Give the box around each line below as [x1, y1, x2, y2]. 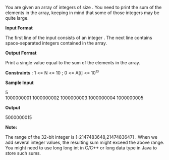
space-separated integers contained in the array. [5, 40, 107, 46]
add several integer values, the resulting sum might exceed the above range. [5, 139, 165, 145]
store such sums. [5, 150, 41, 156]
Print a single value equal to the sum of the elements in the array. [5, 60, 140, 65]
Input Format [5, 25, 33, 31]
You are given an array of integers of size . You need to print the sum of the [5, 5, 162, 10]
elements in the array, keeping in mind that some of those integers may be [5, 10, 160, 16]
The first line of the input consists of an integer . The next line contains [5, 35, 152, 41]
